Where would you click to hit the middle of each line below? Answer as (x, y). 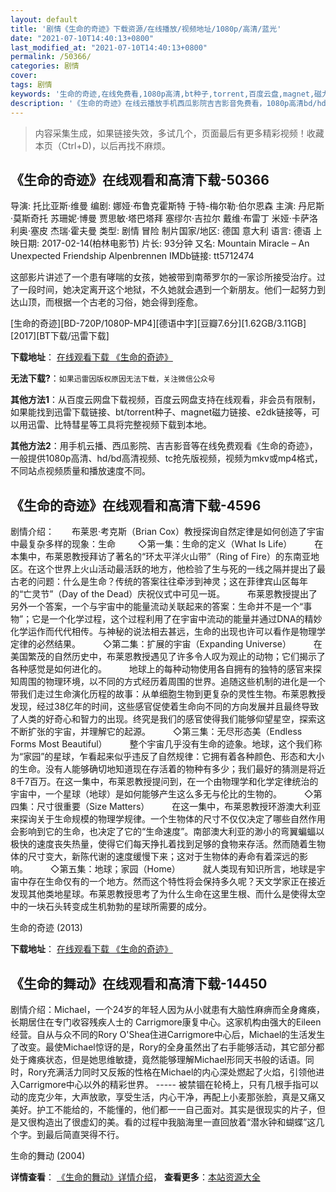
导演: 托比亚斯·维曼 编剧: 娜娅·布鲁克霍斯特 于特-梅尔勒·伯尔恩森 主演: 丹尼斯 (167, 206)
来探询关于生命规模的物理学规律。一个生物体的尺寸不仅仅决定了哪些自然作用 (168, 819)
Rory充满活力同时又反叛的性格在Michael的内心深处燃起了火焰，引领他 (172, 1072)
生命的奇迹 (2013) (46, 928)
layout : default (44, 19)
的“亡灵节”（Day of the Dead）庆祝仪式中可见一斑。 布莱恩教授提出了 (164, 594)
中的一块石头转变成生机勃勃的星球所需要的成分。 (111, 907)
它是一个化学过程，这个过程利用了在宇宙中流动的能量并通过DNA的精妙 (177, 619)
